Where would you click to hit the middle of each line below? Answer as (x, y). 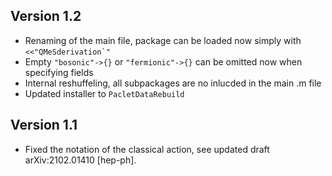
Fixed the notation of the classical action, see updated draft (147, 149)
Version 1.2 (46, 16)
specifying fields (59, 72)
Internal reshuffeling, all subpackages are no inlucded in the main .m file (173, 83)
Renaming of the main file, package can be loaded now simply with (163, 40)
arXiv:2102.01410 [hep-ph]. (80, 160)
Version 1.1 (44, 125)
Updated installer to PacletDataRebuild (104, 93)
